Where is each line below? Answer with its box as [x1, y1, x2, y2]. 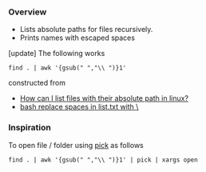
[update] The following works [8, 49, 105, 58]
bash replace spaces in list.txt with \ [19, 102, 139, 112]
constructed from [8, 78, 66, 88]
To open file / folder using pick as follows [8, 140, 144, 150]
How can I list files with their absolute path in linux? [19, 94, 189, 103]
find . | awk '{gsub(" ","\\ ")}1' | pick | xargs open [8, 155, 198, 164]
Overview [8, 6, 47, 18]
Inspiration [8, 122, 52, 134]
